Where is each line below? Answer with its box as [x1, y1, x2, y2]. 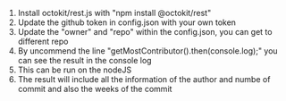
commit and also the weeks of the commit [17, 84, 172, 94]
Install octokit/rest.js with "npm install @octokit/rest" [17, 8, 212, 18]
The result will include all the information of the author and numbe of [17, 74, 271, 84]
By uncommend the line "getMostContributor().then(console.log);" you [17, 46, 279, 56]
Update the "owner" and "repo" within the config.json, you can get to [17, 27, 273, 37]
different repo [17, 36, 69, 46]
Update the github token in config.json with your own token [17, 17, 237, 28]
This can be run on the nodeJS [17, 64, 132, 75]
